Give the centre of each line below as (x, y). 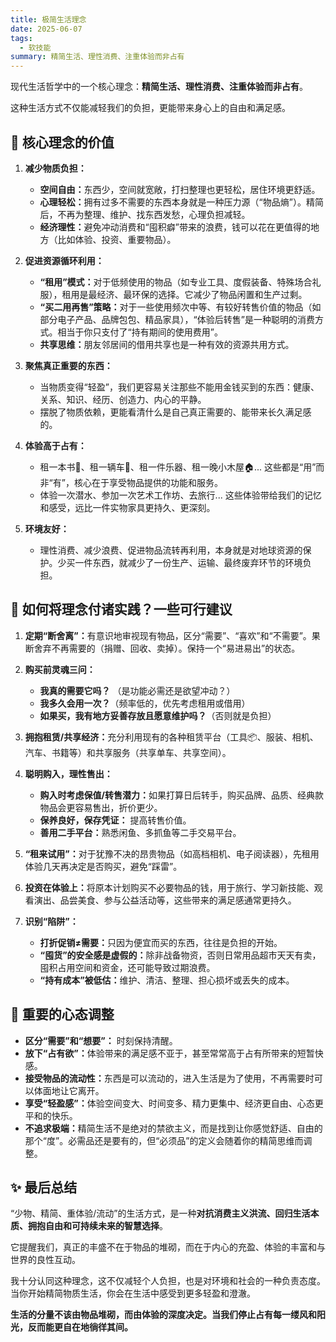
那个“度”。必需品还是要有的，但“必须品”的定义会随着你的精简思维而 (164, 1140)
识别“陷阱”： (51, 921)
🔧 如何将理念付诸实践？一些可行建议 (121, 609)
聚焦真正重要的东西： (68, 365)
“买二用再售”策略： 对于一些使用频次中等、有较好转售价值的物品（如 (180, 307)
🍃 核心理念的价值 (62, 142)
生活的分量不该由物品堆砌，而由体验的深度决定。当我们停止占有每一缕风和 (163, 1315)
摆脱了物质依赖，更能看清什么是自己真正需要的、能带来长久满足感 (175, 412)
